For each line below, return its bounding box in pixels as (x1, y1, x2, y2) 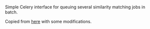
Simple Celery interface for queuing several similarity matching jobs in (5, 4, 146, 10)
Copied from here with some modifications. (5, 19, 92, 24)
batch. (5, 9, 18, 15)
